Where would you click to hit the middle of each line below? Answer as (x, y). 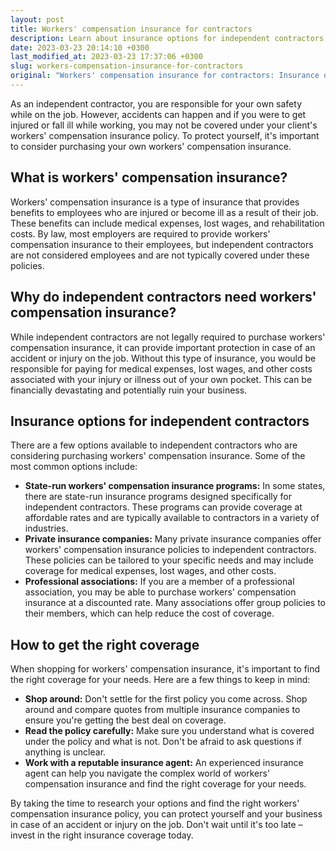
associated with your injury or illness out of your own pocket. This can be (161, 379)
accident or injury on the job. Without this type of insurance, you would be (163, 358)
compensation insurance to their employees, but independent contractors (162, 244)
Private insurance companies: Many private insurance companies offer (173, 539)
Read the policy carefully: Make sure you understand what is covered (169, 731)
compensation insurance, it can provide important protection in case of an (163, 347)
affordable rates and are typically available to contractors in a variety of (172, 518)
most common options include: (74, 467)
